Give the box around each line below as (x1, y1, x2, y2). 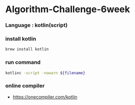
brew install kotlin (5, 47, 49, 52)
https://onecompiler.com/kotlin (12, 94, 77, 100)
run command (5, 59, 41, 66)
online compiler (5, 82, 45, 89)
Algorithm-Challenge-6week (5, 4, 130, 15)
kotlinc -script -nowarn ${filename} (5, 70, 86, 76)
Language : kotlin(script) (5, 22, 68, 29)
